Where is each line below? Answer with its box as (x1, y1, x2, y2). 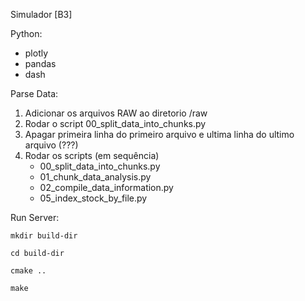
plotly (24, 47, 49, 59)
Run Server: (10, 212, 60, 223)
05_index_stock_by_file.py (39, 192, 148, 204)
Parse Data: (10, 88, 59, 99)
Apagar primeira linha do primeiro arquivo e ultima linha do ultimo (24, 129, 295, 140)
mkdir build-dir (10, 231, 78, 241)
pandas (24, 58, 57, 69)
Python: (10, 28, 43, 39)
